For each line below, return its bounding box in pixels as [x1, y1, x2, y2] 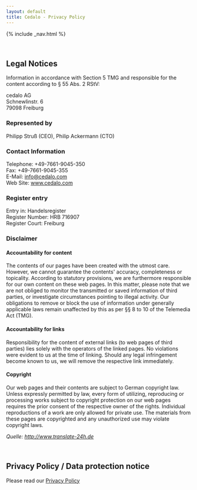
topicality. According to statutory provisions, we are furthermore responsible [6, 275, 192, 282]
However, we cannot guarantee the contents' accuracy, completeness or [6, 268, 182, 275]
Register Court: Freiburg [6, 220, 65, 227]
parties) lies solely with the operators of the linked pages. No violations [6, 345, 178, 352]
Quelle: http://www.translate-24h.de [6, 433, 94, 440]
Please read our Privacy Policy [6, 477, 81, 484]
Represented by [6, 119, 53, 127]
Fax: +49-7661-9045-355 [6, 166, 69, 174]
